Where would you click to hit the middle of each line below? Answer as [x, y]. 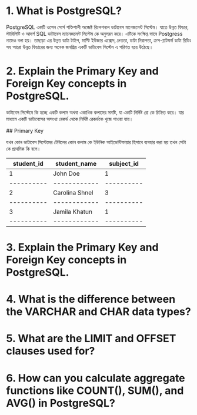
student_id [28, 163]
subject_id [124, 163]
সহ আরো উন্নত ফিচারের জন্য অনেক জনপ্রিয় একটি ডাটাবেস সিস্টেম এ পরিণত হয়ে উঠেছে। [80, 47]
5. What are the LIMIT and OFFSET [91, 339]
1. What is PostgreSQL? [64, 11]
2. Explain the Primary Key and [82, 71]
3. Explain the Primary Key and [82, 247]
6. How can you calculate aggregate [96, 378]
